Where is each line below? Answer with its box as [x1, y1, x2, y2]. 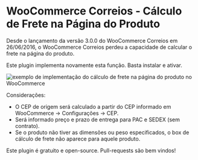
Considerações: [6, 91, 46, 98]
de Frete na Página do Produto [6, 17, 161, 31]
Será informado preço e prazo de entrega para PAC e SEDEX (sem [14, 116, 180, 123]
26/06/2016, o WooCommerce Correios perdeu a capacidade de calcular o [6, 43, 192, 51]
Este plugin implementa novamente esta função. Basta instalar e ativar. [6, 62, 182, 69]
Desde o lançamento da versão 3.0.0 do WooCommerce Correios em [6, 37, 178, 44]
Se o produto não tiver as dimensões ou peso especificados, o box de [14, 129, 190, 136]
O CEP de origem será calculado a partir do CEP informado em [14, 103, 171, 110]
